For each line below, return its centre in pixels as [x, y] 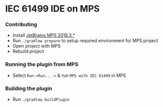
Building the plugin [29, 88]
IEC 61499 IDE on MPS [52, 9]
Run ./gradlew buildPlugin [41, 99]
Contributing [21, 25]
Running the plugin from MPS [42, 64]
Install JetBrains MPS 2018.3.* [44, 35]
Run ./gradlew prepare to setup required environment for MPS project [85, 41]
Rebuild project [28, 51]
